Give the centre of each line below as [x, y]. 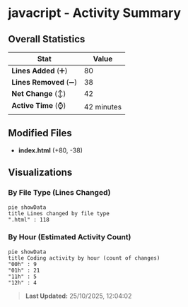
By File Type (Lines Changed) [59, 193]
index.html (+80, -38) [51, 150]
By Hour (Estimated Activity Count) [70, 237]
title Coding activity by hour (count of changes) [84, 258]
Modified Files [40, 133]
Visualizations [40, 173]
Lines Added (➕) [40, 71]
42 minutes [103, 107]
